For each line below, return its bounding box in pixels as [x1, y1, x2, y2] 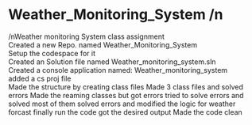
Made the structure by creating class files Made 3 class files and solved [8, 81, 244, 92]
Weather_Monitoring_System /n [8, 6, 223, 24]
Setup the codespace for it [8, 48, 95, 58]
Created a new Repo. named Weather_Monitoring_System [8, 40, 197, 49]
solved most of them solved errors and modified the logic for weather [8, 99, 236, 108]
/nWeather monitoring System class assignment [8, 32, 165, 41]
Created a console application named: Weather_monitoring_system [8, 65, 228, 74]
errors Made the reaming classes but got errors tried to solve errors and [8, 90, 244, 100]
